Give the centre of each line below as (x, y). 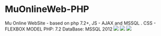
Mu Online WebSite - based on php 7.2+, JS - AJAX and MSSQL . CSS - (80, 23)
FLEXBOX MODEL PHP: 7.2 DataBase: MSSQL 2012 (59, 29)
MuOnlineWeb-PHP (47, 9)
